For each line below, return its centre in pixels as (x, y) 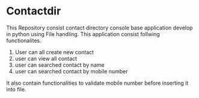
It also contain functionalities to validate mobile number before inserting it (97, 83)
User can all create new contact (54, 52)
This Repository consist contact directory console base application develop (100, 28)
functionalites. (24, 40)
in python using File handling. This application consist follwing (83, 34)
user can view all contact (46, 58)
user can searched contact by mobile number (71, 71)
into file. (16, 89)
